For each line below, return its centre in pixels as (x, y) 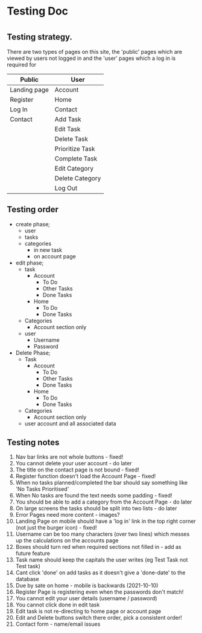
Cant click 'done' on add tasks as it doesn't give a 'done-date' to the (100, 572)
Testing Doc (38, 11)
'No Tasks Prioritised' (42, 489)
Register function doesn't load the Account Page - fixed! (86, 476)
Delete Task (71, 139)
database (27, 579)
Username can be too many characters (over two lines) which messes (103, 534)
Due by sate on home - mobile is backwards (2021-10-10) (87, 586)
